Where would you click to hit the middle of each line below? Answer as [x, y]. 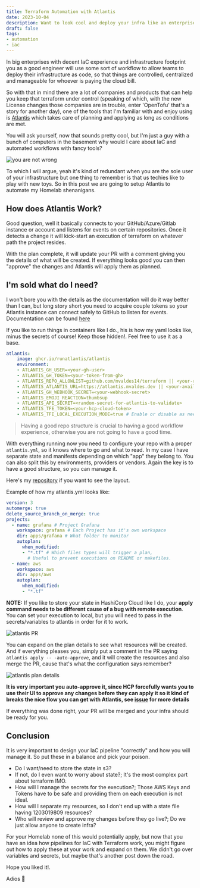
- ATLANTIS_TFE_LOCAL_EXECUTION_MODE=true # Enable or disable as [101, 414]
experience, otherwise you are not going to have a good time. [96, 432]
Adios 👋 [16, 878]
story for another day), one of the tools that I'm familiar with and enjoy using [99, 111]
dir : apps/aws [34, 575]
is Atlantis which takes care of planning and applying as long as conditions [98, 117]
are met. [16, 124]
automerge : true [26, 508]
